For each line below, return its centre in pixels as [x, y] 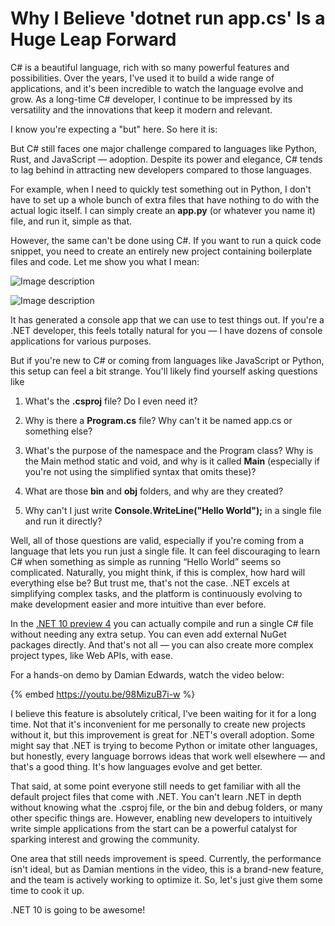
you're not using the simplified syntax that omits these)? [140, 471]
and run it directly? [63, 521]
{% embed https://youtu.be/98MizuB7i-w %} [103, 694]
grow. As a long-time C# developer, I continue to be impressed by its [151, 99]
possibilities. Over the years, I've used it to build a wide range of [142, 78]
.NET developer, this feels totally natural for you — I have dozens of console [166, 330]
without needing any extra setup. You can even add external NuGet [148, 634]
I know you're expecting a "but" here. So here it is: [114, 129]
